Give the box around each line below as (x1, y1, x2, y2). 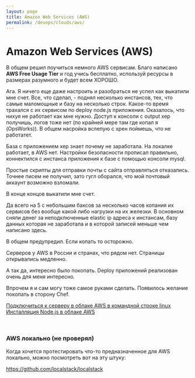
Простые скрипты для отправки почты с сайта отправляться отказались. (6, 166, 190, 173)
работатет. (6, 131, 33, 138)
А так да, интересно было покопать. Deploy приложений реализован (6, 267, 178, 274)
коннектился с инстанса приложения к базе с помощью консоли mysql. (6, 155, 186, 162)
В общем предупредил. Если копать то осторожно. (6, 238, 134, 245)
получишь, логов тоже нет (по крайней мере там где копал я (6, 119, 159, 126)
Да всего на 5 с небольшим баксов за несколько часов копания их (6, 202, 174, 209)
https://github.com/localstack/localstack (6, 365, 103, 372)
